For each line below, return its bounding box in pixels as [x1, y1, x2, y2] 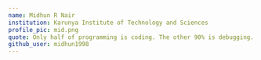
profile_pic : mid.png [8, 26, 79, 34]
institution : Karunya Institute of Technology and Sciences [8, 19, 209, 26]
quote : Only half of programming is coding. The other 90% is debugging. [8, 33, 255, 41]
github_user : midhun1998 [8, 41, 89, 48]
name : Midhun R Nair [8, 11, 76, 19]
